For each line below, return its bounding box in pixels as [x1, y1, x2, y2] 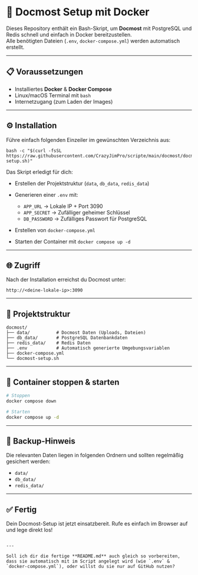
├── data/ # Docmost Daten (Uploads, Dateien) [6, 330, 146, 336]
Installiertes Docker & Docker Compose [14, 85, 112, 92]
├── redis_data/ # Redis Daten [6, 340, 91, 346]
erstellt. [6, 44, 25, 51]
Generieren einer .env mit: [14, 191, 78, 198]
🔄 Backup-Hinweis [6, 436, 75, 446]
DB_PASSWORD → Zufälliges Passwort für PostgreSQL [23, 215, 147, 222]
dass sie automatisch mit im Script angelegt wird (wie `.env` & [6, 559, 170, 564]
